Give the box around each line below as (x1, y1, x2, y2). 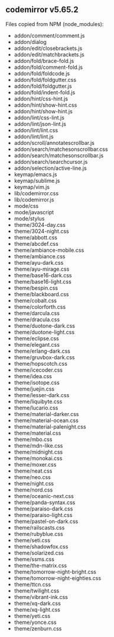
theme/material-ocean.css (14, 417, 79, 424)
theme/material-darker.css (14, 410, 79, 417)
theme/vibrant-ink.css (14, 593, 69, 600)
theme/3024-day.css (14, 221, 66, 228)
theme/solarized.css (14, 549, 64, 556)
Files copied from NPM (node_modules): (5, 20, 104, 27)
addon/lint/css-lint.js (14, 114, 64, 121)
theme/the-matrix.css (14, 562, 67, 569)
